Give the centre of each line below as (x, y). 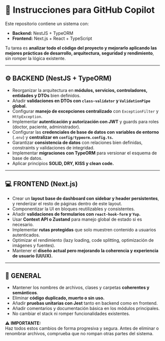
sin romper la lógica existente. (36, 58)
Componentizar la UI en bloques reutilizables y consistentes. (73, 209)
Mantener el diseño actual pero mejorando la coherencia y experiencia (85, 251)
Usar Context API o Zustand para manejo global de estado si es (77, 219)
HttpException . (27, 116)
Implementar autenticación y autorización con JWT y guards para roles (85, 121)
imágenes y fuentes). (34, 245)
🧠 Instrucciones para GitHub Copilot (80, 10)
